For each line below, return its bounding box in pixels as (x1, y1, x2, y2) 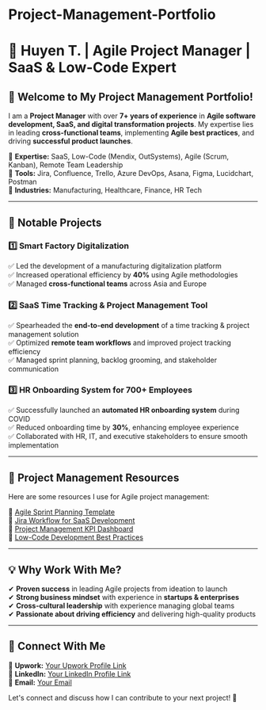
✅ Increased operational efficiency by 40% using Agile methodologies (8, 269, 239, 279)
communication (8, 365, 59, 374)
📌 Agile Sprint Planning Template (8, 507, 116, 517)
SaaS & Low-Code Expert (8, 59, 177, 77)
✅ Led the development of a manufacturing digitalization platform (8, 261, 222, 270)
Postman (8, 177, 37, 187)
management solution (8, 330, 79, 339)
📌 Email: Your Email (8, 678, 73, 687)
